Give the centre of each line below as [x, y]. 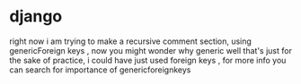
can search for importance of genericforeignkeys [100, 70]
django [36, 17]
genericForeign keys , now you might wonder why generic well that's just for [150, 50]
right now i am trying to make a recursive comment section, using [130, 41]
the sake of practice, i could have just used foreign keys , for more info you [148, 60]
